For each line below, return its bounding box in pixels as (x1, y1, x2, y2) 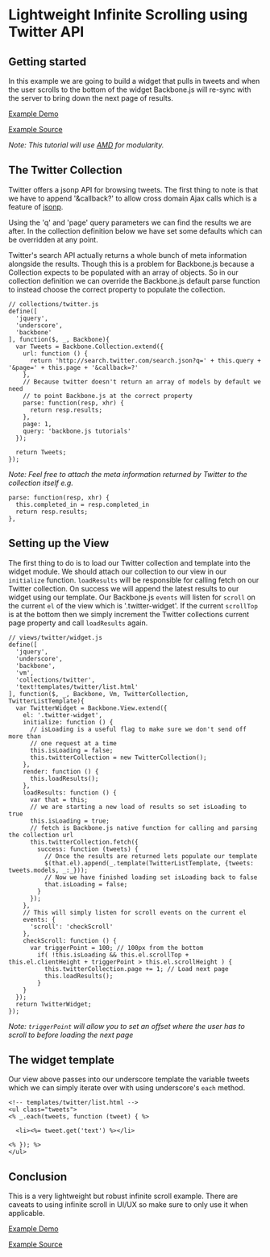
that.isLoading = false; (44, 880, 128, 888)
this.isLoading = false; (29, 746, 114, 754)
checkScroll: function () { (23, 936, 117, 944)
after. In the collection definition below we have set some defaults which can (8, 226, 263, 235)
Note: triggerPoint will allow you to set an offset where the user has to (8, 1021, 246, 1031)
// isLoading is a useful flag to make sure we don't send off (29, 725, 247, 733)
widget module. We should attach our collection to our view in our (8, 566, 227, 576)
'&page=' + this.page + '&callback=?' (8, 363, 139, 371)
